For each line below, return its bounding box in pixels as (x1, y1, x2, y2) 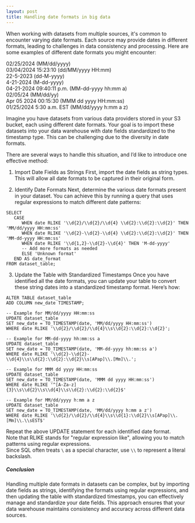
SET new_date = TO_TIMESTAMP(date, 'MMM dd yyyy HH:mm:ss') (6, 376, 155, 383)
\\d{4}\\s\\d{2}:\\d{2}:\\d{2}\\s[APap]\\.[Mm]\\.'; (6, 356, 137, 362)
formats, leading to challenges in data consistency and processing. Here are (6, 42, 189, 50)
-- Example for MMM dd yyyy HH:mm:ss (6, 366, 98, 372)
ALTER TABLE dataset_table (6, 295, 72, 301)
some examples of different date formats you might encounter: (6, 49, 157, 56)
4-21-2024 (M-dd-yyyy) (6, 78, 64, 85)
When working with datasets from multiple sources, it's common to (6, 30, 167, 37)
